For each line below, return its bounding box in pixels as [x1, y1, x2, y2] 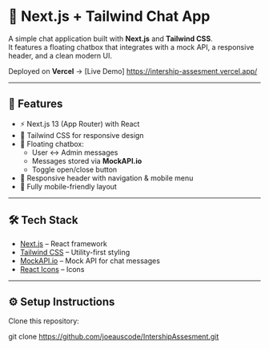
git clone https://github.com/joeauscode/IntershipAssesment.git [8, 332, 219, 342]
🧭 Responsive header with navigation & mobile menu [19, 172, 194, 183]
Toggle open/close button [31, 164, 118, 174]
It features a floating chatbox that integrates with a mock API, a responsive [8, 42, 255, 51]
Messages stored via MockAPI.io [31, 156, 143, 165]
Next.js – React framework [19, 238, 108, 248]
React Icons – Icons [19, 264, 85, 274]
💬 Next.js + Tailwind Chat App [8, 7, 211, 26]
